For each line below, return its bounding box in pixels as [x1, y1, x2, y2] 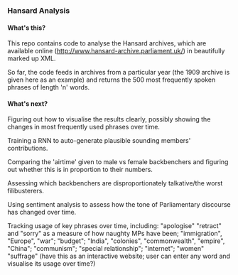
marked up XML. [7, 54, 56, 63]
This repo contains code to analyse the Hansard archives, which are [7, 39, 207, 48]
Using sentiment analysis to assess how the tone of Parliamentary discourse [7, 200, 231, 209]
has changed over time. [7, 208, 77, 217]
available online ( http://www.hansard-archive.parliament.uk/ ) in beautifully [7, 47, 225, 55]
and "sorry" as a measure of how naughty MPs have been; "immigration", [7, 230, 222, 238]
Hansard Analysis [7, 6, 70, 16]
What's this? [7, 23, 46, 32]
